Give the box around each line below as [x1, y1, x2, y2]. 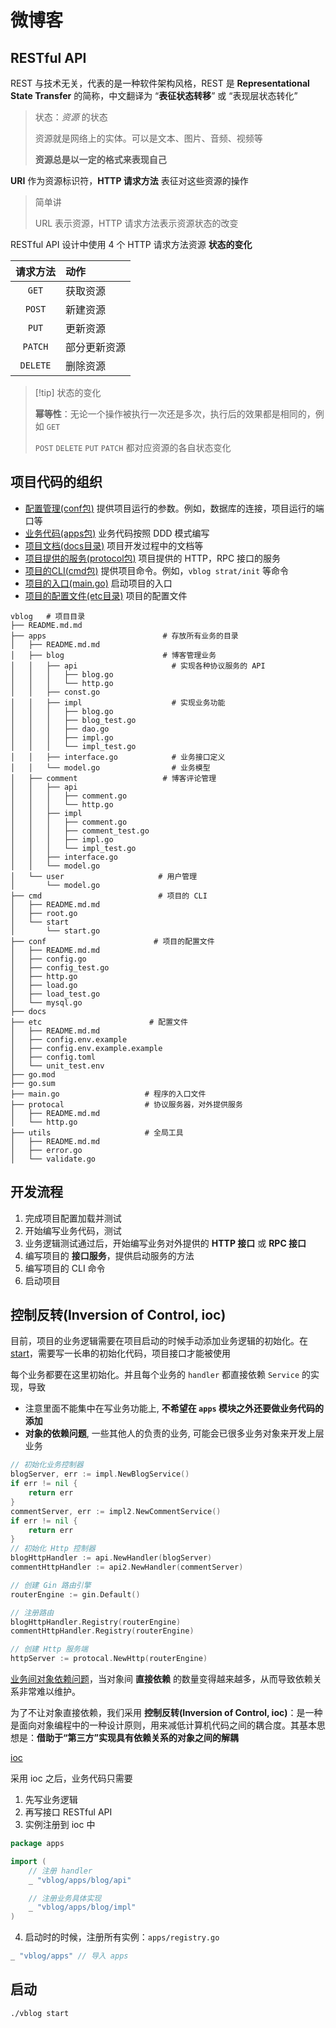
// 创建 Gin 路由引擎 [10, 1580, 92, 1590]
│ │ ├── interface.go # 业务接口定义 [10, 752, 226, 762]
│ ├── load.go [10, 980, 78, 990]
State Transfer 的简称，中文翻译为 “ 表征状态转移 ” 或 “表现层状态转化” [10, 90, 298, 101]
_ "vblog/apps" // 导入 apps [10, 1951, 129, 1961]
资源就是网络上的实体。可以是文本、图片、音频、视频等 [34, 132, 263, 144]
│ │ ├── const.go [10, 687, 101, 697]
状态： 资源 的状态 [34, 111, 108, 123]
